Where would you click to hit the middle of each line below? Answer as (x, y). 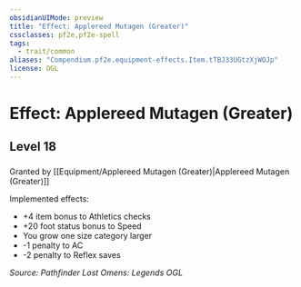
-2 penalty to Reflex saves (71, 255)
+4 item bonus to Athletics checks (87, 217)
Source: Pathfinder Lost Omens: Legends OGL (96, 272)
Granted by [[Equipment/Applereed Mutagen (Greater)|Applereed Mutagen (150, 172)
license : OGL (34, 69)
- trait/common (46, 52)
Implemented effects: (49, 199)
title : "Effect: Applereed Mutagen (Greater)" (99, 26)
